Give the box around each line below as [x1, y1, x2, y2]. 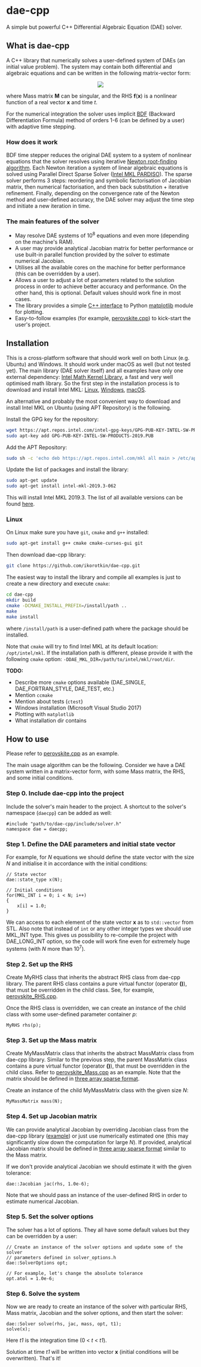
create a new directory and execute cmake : [6, 580, 111, 587]
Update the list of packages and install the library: [6, 466, 129, 473]
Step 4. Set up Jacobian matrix [6, 1112, 98, 1120]
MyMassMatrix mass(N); [6, 1098, 63, 1105]
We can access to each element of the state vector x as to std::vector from [6, 919, 194, 926]
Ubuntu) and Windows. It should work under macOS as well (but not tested [6, 360, 191, 368]
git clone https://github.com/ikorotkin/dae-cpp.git [6, 563, 141, 569]
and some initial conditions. [6, 774, 74, 781]
